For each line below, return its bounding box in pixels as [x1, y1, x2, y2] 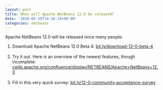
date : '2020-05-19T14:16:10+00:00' [5, 16, 77, 21]
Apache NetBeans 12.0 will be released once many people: [5, 34, 123, 40]
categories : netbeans [5, 20, 49, 26]
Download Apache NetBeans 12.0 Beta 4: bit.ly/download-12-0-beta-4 [12, 43, 153, 49]
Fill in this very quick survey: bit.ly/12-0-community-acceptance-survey [12, 80, 156, 86]
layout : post [5, 7, 32, 12]
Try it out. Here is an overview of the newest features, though [12, 54, 135, 60]
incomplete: [12, 59, 36, 65]
